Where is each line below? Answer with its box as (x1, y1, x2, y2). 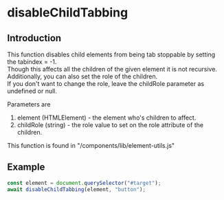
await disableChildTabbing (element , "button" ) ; (7, 186, 146, 193)
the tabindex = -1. (7, 58, 57, 66)
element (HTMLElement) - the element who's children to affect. (16, 113, 197, 122)
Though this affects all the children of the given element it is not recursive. (7, 65, 218, 73)
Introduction (7, 32, 62, 44)
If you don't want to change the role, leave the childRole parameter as (7, 80, 205, 87)
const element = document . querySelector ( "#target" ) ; (7, 179, 161, 186)
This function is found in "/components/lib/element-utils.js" (7, 142, 175, 149)
